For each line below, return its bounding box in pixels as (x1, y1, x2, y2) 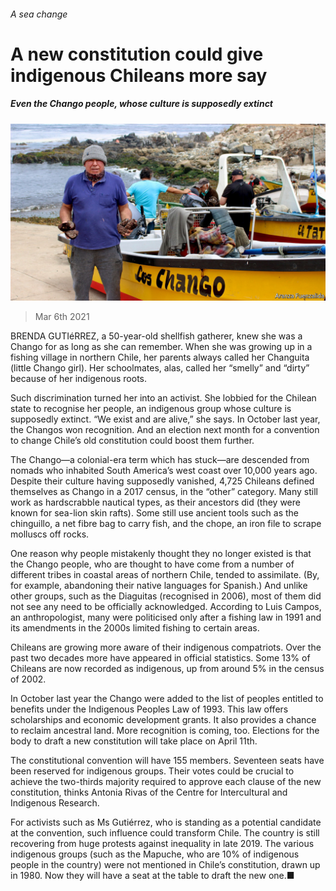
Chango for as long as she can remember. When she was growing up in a (10, 341, 313, 353)
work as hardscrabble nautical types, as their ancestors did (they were (10, 496, 301, 509)
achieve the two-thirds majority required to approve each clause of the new (10, 776, 322, 788)
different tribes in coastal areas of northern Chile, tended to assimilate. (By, (10, 569, 320, 581)
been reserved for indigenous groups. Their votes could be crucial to (10, 765, 295, 777)
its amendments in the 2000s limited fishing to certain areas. (10, 622, 260, 634)
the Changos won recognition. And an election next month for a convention (10, 424, 320, 436)
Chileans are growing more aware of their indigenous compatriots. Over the (10, 641, 322, 654)
